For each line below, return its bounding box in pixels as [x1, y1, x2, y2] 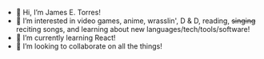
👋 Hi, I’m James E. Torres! [15, 8, 102, 17]
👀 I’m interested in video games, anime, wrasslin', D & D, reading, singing [15, 16, 256, 26]
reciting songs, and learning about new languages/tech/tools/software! [15, 25, 250, 33]
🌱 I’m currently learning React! [15, 33, 116, 42]
